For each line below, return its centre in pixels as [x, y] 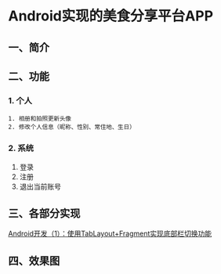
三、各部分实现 [44, 213]
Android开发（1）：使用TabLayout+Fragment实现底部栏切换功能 [110, 234]
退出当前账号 [40, 186]
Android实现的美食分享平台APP [111, 16]
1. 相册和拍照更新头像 [40, 119]
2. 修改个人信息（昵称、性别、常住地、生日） [72, 127]
